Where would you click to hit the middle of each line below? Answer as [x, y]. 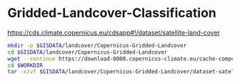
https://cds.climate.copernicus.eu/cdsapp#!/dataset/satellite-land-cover [114, 33]
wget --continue [31, 59]
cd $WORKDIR [25, 65]
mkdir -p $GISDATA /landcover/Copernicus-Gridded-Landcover [97, 45]
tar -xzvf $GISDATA [36, 72]
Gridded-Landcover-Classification [112, 13]
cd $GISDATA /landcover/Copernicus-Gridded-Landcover [87, 52]
